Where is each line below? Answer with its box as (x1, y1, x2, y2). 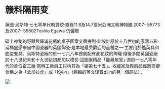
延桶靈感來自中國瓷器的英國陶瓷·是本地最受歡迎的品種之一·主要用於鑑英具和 (5, 44, 160, 50)
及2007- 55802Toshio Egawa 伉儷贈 (5, 28, 79, 33)
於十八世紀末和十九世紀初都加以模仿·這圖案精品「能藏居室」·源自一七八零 (5, 57, 153, 62)
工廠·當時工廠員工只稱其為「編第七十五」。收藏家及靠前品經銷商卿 (26, 62, 161, 69)
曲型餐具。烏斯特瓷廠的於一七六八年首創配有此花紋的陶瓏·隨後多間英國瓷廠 (5, 50, 158, 57)
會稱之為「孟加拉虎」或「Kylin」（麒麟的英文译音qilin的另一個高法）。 (5, 69, 145, 75)
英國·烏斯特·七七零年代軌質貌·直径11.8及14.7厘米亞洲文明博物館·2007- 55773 (5, 22, 160, 28)
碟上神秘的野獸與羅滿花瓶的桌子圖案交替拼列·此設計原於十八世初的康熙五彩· (5, 38, 160, 44)
